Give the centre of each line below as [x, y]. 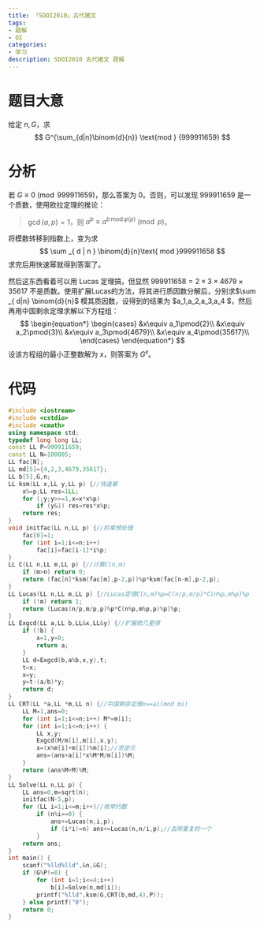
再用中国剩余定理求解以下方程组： [63, 311]
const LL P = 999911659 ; [45, 447]
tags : [17, 23]
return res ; [42, 514]
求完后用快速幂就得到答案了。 [56, 264]
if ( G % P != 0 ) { [45, 873]
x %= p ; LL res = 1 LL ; [51, 491]
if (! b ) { [39, 631]
